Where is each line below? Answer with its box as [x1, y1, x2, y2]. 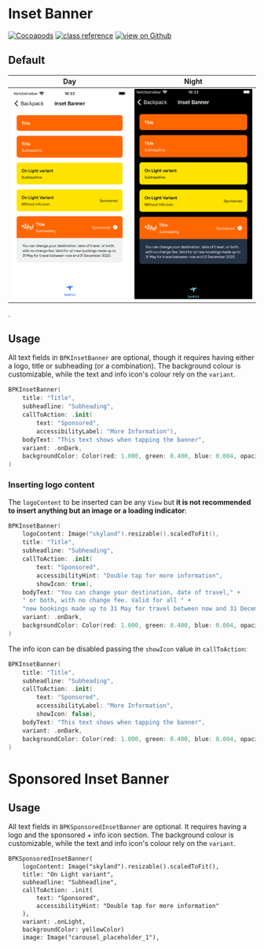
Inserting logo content [8, 480, 95, 491]
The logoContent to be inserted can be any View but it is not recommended [8, 497, 251, 506]
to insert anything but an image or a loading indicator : [8, 506, 187, 515]
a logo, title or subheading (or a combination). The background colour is [8, 361, 241, 371]
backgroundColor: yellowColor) [22, 926, 125, 934]
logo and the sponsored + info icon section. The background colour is [8, 830, 234, 840]
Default [8, 54, 46, 67]
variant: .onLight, [22, 918, 86, 926]
